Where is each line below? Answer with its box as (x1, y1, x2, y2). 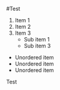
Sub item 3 (23, 42, 51, 49)
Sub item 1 (23, 36, 50, 43)
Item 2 (14, 23, 31, 30)
